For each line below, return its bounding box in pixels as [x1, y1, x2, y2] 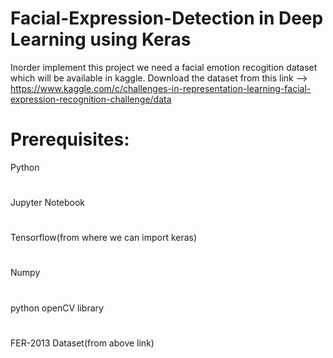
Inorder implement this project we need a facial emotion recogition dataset [10, 61, 318, 73]
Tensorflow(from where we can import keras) [10, 232, 198, 244]
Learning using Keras [10, 28, 192, 51]
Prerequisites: [10, 128, 130, 151]
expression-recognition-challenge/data [10, 93, 172, 105]
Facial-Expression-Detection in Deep [10, 7, 324, 30]
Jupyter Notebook [10, 197, 86, 209]
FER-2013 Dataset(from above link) [10, 337, 155, 349]
